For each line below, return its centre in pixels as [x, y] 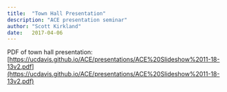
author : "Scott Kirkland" [44, 26]
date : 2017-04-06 [35, 33]
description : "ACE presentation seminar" [67, 20]
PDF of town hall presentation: [50, 52]
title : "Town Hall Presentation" [57, 13]
